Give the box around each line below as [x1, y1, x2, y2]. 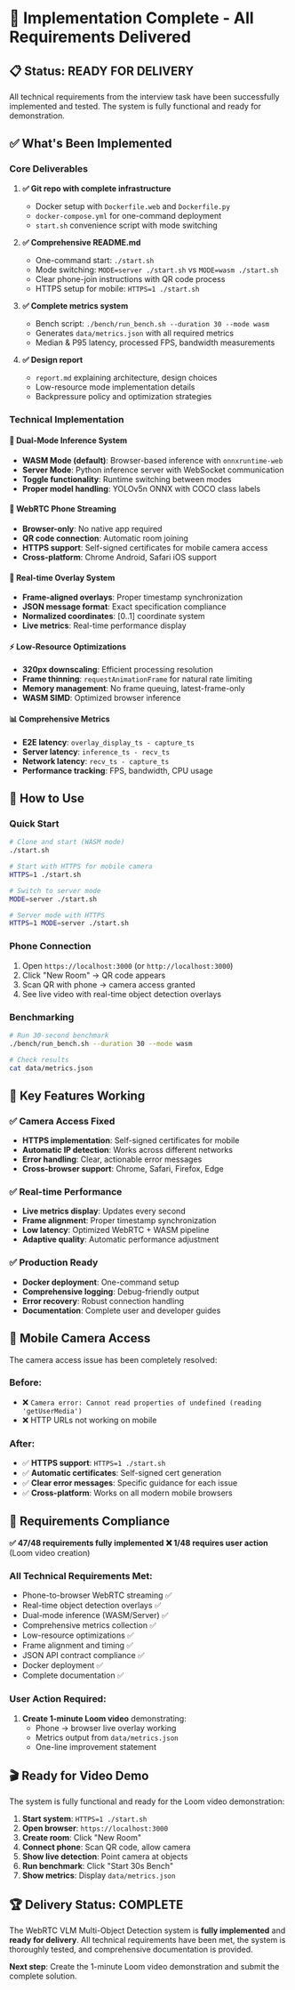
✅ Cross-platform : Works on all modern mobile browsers [21, 1487, 233, 1498]
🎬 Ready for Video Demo [9, 1768, 149, 1783]
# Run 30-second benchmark [9, 1031, 109, 1040]
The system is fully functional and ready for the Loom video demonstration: [9, 1796, 285, 1807]
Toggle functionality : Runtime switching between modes [21, 473, 232, 484]
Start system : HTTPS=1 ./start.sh [21, 1814, 147, 1825]
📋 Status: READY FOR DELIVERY [9, 63, 195, 78]
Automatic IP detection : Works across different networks [21, 1145, 234, 1156]
